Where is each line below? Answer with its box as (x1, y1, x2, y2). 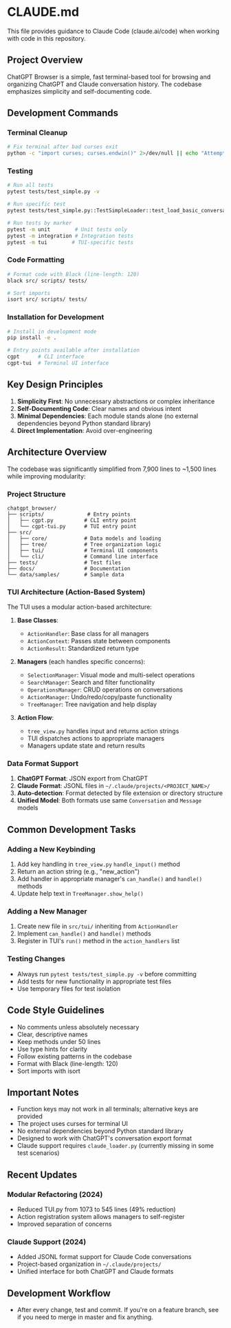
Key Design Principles (7, 379, 103, 390)
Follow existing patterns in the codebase (16, 1052, 132, 1060)
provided (16, 1112, 43, 1120)
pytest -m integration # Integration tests (7, 232, 134, 239)
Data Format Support (7, 759, 79, 769)
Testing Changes (7, 954, 65, 964)
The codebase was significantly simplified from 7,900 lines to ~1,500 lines (7, 465, 217, 473)
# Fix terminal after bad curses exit (7, 143, 118, 150)
